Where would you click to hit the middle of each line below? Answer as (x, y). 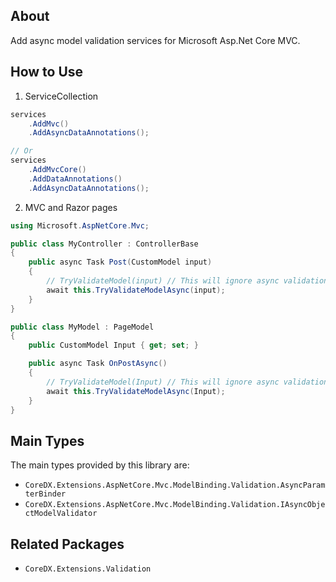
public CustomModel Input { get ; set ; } (113, 345)
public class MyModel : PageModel (82, 327)
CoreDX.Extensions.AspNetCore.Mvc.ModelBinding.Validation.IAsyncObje (175, 505)
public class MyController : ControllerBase (104, 244)
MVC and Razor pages (71, 207)
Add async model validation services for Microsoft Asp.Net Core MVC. (155, 40)
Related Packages (67, 544)
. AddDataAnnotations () (75, 179)
